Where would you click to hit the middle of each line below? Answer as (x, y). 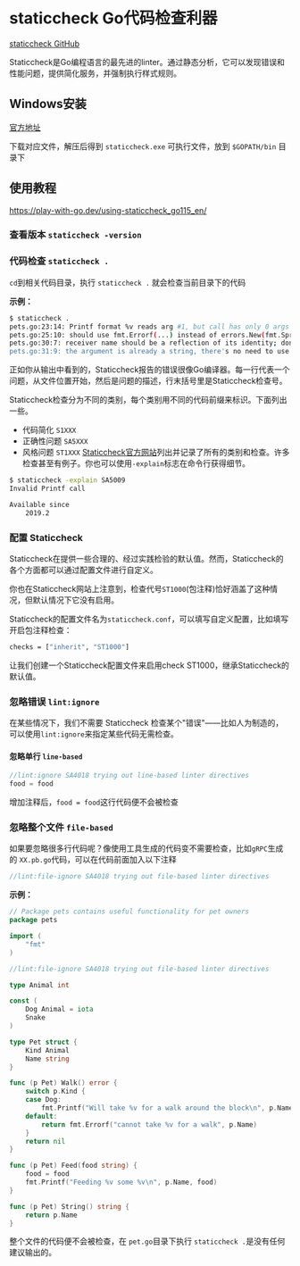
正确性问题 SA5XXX (55, 441)
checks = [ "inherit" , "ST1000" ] (69, 647)
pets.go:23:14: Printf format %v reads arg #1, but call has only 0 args (150, 327)
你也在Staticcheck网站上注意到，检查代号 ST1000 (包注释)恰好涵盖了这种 (140, 588)
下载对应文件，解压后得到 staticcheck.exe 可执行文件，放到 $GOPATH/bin (143, 146)
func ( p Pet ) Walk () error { (63, 1083)
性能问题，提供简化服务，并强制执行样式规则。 (95, 73)
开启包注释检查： (41, 629)
